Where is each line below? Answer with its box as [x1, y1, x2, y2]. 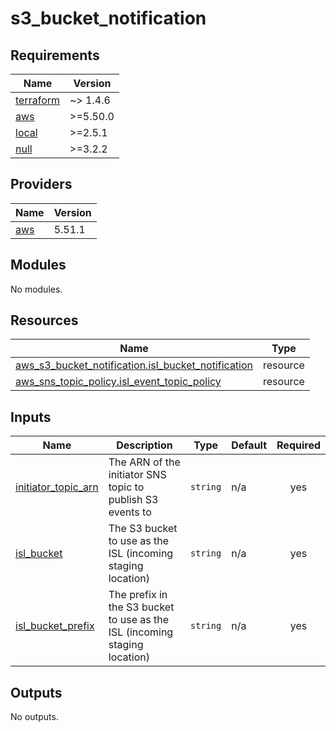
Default [231, 438, 268, 452]
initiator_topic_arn [15, 480, 99, 494]
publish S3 [108, 493, 159, 507]
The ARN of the [108, 455, 181, 469]
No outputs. [10, 711, 59, 723]
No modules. [10, 283, 63, 295]
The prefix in [108, 588, 168, 602]
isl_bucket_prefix [15, 619, 95, 633]
